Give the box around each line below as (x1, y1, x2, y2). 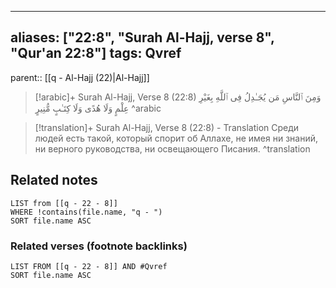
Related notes (10, 172, 98, 189)
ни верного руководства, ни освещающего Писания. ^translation (34, 142, 311, 155)
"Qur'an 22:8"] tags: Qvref (10, 45, 182, 62)
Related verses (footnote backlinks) (10, 239, 188, 253)
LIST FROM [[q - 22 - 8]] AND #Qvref (10, 261, 168, 271)
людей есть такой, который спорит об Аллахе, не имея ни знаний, (34, 132, 319, 144)
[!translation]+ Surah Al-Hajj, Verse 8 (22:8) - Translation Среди (34, 121, 300, 133)
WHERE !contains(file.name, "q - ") (10, 207, 163, 217)
